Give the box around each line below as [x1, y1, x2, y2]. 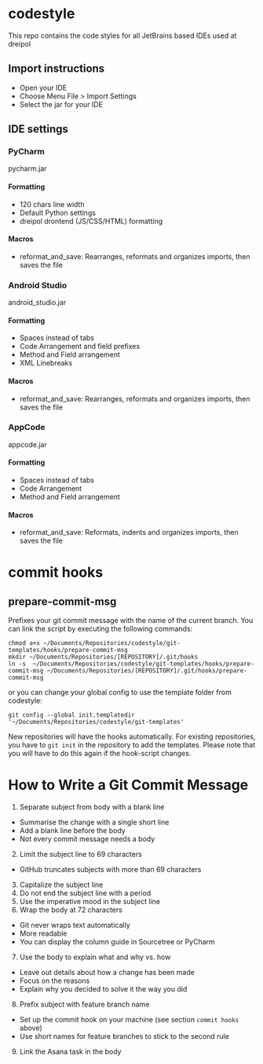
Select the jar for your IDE [19, 99, 104, 109]
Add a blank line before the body [19, 826, 126, 836]
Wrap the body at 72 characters [19, 905, 123, 914]
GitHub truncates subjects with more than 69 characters [19, 865, 202, 874]
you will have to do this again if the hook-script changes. [8, 749, 192, 758]
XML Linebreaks [19, 358, 73, 368]
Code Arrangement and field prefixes [19, 342, 141, 351]
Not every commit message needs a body [19, 834, 155, 843]
